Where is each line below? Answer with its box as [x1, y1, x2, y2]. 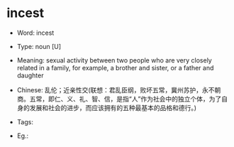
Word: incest [16, 28, 55, 37]
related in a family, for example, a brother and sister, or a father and [16, 63, 214, 72]
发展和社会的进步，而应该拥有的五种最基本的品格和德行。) [29, 103, 196, 111]
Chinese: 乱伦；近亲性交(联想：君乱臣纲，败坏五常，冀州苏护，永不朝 [16, 85, 221, 94]
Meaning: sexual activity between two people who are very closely [16, 55, 212, 65]
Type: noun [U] [16, 42, 62, 50]
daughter [16, 71, 44, 80]
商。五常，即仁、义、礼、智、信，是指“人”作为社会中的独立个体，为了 [16, 94, 222, 103]
